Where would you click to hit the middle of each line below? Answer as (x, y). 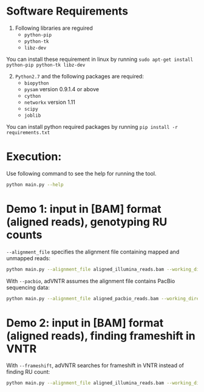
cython (32, 96)
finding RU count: (28, 372)
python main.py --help (35, 184)
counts (24, 235)
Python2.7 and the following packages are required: (79, 76)
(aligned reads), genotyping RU (87, 222)
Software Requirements (67, 11)
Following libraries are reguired (54, 28)
